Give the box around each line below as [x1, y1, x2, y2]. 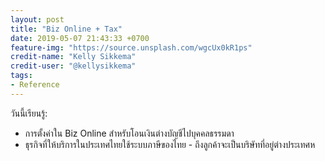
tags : [10, 71, 33, 81]
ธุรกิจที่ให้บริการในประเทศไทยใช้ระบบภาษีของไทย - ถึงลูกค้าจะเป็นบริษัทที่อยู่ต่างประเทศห [24, 138, 316, 150]
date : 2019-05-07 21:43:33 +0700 [10, 33, 150, 43]
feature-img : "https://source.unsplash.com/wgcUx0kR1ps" [10, 42, 253, 53]
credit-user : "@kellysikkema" [10, 61, 137, 71]
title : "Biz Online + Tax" [10, 24, 123, 34]
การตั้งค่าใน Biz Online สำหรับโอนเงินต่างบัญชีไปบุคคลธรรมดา [24, 127, 235, 139]
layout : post [10, 14, 65, 25]
